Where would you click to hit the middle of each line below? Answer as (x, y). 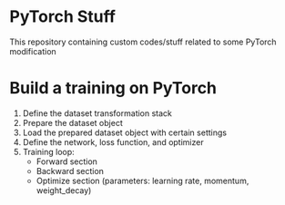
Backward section (70, 171)
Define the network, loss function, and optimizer (113, 142)
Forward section (67, 161)
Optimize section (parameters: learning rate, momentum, (142, 181)
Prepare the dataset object (72, 122)
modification (33, 51)
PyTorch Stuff (63, 17)
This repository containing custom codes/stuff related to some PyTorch (143, 42)
